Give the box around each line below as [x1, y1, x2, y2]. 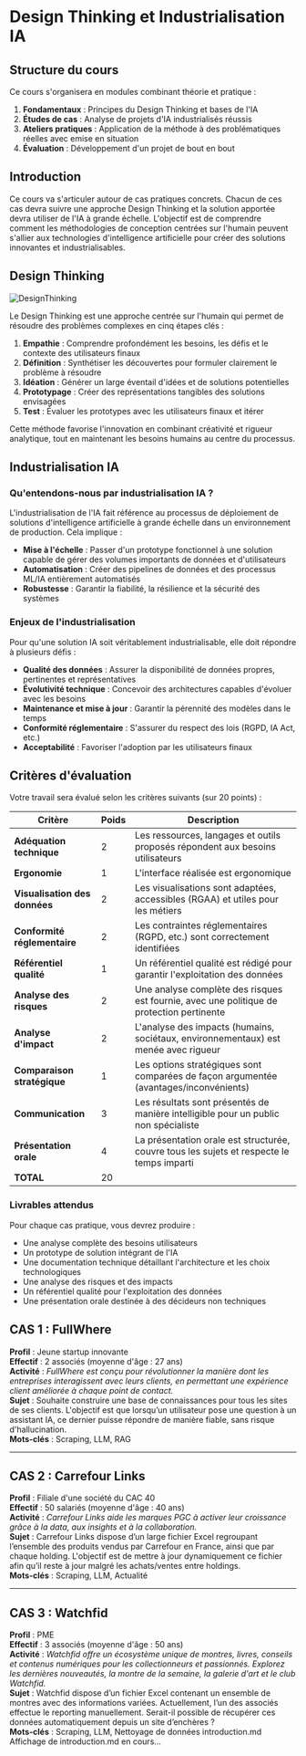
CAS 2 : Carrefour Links [9, 1468, 146, 1484]
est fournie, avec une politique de [135, 995, 278, 1008]
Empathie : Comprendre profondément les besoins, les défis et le [22, 338, 269, 349]
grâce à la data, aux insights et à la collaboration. [9, 1521, 198, 1532]
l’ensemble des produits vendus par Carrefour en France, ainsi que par [9, 1541, 275, 1552]
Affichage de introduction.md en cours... [9, 1736, 162, 1747]
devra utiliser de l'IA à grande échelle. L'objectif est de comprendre [9, 213, 262, 224]
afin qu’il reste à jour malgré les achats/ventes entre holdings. [9, 1561, 241, 1572]
